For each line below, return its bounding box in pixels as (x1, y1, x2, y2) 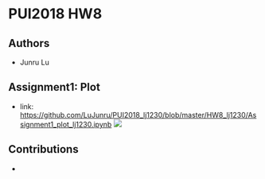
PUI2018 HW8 (8, 5, 103, 23)
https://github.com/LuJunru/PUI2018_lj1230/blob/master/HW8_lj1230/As (19, 110, 257, 119)
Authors (8, 37, 50, 50)
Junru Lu (19, 57, 50, 67)
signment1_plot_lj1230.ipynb (19, 119, 112, 129)
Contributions (8, 142, 79, 156)
